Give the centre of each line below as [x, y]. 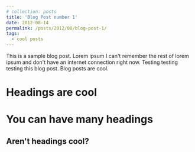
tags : [13, 34]
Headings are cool [52, 93]
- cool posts [27, 39]
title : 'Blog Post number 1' [42, 17]
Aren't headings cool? [48, 141]
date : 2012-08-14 [27, 22]
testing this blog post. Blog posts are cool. [57, 68]
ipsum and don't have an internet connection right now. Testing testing [92, 62]
